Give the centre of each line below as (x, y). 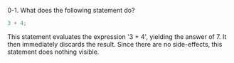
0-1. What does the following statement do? (71, 10)
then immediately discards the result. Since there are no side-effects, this (115, 44)
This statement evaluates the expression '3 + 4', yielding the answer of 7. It (117, 36)
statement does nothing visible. (53, 52)
